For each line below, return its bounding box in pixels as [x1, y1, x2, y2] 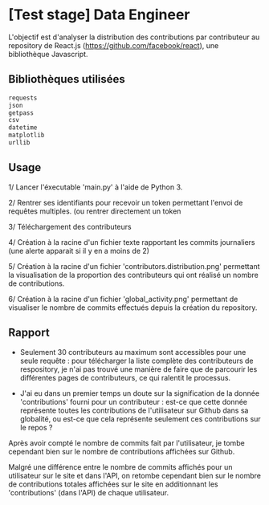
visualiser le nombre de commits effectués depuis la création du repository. [8, 303, 258, 312]
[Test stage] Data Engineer [8, 6, 190, 24]
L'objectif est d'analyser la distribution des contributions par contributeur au [8, 32, 260, 42]
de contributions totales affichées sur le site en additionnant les [8, 479, 218, 489]
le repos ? [19, 422, 53, 432]
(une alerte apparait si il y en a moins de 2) [8, 246, 150, 255]
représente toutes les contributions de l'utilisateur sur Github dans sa [19, 405, 249, 415]
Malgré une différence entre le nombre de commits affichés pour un [8, 462, 233, 471]
